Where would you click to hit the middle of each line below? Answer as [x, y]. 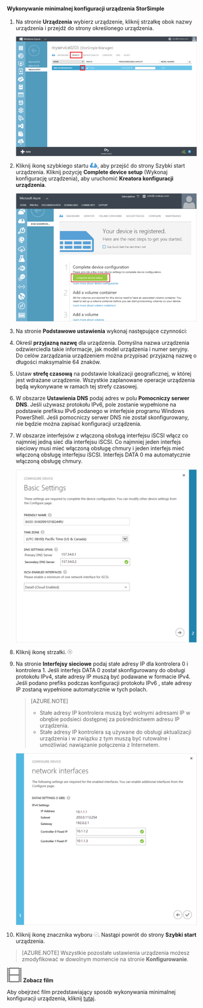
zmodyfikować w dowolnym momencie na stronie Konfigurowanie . [105, 959]
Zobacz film [38, 980]
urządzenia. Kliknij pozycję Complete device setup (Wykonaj [92, 172]
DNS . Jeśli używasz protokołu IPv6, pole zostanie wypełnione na [96, 405]
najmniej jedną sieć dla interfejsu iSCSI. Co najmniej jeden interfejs [98, 442]
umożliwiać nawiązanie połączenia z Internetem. [100, 745]
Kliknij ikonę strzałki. [41, 652]
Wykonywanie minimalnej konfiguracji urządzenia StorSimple [86, 8]
